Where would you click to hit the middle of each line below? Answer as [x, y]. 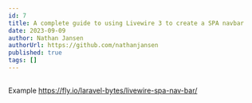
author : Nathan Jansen [46, 38]
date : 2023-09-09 [37, 30]
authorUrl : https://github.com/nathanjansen [83, 46]
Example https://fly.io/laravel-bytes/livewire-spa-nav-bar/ [103, 91]
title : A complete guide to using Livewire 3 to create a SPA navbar [126, 23]
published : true [35, 53]
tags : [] [23, 61]
